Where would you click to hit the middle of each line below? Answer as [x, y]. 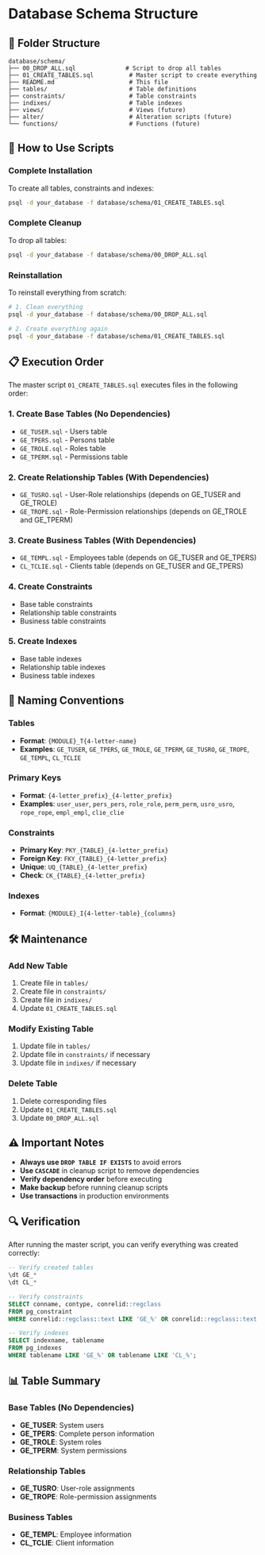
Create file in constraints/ [63, 992]
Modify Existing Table [51, 1029]
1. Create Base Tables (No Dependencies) [89, 414]
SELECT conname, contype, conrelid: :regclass [84, 1304]
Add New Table [38, 966]
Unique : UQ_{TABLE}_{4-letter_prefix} [84, 867]
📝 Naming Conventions [66, 701]
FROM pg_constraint [40, 1311]
